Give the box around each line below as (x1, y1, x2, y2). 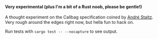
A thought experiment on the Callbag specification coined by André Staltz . (5, 14, 154, 20)
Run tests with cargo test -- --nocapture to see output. (5, 29, 118, 34)
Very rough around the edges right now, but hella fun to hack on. (5, 19, 134, 25)
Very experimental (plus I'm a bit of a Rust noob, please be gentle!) (5, 4, 142, 10)
